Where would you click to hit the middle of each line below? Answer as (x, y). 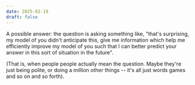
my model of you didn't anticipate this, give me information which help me (96, 40)
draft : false (22, 17)
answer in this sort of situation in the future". (60, 52)
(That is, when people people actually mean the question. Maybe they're (94, 64)
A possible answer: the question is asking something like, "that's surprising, (97, 33)
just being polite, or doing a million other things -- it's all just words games (96, 70)
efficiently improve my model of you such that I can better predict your (92, 46)
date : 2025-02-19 (27, 11)
